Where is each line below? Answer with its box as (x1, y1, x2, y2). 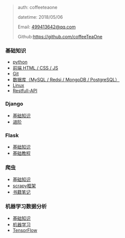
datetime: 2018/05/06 (17, 14, 63, 20)
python (12, 59, 28, 65)
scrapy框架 (12, 183, 36, 189)
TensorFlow (12, 227, 37, 233)
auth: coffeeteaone (17, 5, 58, 10)
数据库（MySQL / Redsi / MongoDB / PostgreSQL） (12, 77, 120, 83)
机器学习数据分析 (5, 203, 47, 210)
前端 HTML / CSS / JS (12, 65, 58, 71)
